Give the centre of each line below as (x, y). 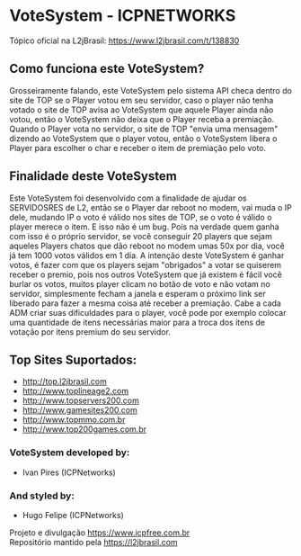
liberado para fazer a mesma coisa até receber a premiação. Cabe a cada (145, 303)
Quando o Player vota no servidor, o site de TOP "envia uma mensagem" (144, 129)
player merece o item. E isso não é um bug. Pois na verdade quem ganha (145, 227)
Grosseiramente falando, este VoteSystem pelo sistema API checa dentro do (150, 90)
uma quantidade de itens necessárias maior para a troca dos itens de (137, 322)
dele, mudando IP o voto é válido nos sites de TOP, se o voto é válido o (141, 217)
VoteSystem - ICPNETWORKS (123, 16)
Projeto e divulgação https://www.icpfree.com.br (100, 533)
